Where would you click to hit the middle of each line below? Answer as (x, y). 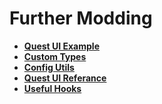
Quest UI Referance (65, 78)
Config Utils (49, 67)
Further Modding (81, 18)
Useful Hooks (52, 88)
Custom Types (55, 56)
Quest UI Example (61, 46)
